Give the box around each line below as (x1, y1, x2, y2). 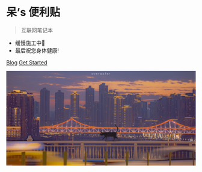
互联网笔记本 (20, 26, 53, 34)
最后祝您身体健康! (14, 46, 59, 54)
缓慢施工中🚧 (14, 39, 45, 46)
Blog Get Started (6, 58, 47, 66)
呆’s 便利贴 (6, 5, 61, 19)
